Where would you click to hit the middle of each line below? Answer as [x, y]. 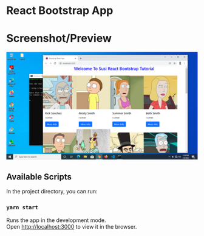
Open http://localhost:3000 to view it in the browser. [72, 227]
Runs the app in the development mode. [56, 220]
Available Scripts [39, 177]
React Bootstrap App [60, 11]
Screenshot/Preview [59, 39]
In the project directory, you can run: [52, 191]
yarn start [22, 207]
